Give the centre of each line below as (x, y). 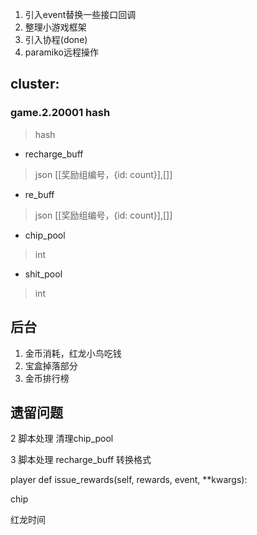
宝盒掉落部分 (51, 365)
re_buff (39, 194)
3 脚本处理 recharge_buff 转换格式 (81, 460)
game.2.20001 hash (60, 113)
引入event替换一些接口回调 (80, 14)
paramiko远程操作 (61, 52)
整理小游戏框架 (55, 27)
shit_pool (43, 274)
